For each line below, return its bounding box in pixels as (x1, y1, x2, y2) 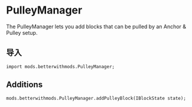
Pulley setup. (6, 29, 38, 36)
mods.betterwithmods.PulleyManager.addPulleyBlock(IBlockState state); (6, 95, 186, 101)
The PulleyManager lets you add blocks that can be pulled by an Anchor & (6, 23, 187, 30)
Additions (6, 80, 43, 90)
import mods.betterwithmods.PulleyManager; (6, 63, 115, 69)
